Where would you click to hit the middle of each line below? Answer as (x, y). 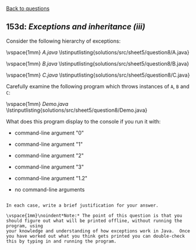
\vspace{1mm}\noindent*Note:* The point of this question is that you (94, 215)
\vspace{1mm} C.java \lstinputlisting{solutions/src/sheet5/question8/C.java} (98, 75)
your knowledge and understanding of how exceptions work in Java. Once (98, 231)
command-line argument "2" (49, 155)
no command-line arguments (50, 189)
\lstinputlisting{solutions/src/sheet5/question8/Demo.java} (77, 110)
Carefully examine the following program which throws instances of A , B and (98, 86)
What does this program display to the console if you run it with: (83, 121)
